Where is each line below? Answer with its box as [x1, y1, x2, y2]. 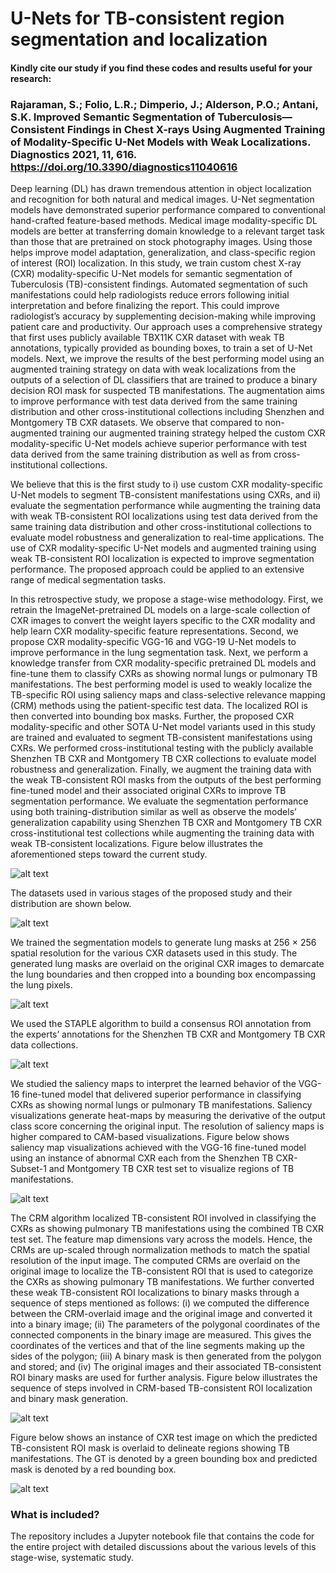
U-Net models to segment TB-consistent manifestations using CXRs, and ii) [10, 489, 322, 501]
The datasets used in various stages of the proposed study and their [10, 887, 293, 899]
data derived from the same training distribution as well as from [10, 448, 272, 461]
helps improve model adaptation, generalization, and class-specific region [10, 247, 316, 259]
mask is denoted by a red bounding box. [10, 1463, 177, 1476]
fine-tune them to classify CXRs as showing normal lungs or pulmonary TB [10, 668, 318, 680]
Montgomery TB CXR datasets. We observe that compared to [10, 417, 263, 429]
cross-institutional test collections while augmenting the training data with [10, 827, 315, 839]
